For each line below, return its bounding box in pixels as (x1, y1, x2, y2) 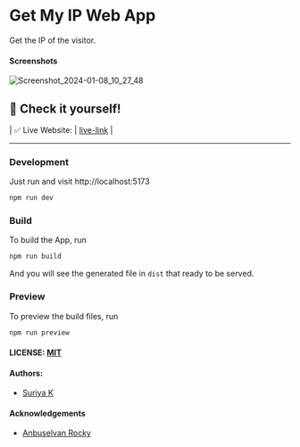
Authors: (9, 368, 43, 378)
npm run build (9, 252, 62, 261)
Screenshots (9, 55, 58, 66)
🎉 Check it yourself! (9, 101, 121, 116)
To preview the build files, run (9, 310, 119, 321)
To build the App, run (9, 235, 87, 245)
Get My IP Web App (9, 5, 156, 26)
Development (9, 155, 70, 168)
